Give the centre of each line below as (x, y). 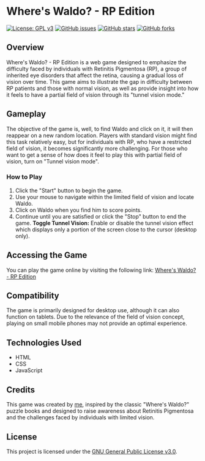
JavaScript (29, 370)
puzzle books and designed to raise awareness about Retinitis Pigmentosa (100, 411)
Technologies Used (44, 343)
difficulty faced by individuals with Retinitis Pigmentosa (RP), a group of (97, 69)
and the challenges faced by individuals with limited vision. (80, 418)
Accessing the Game (47, 255)
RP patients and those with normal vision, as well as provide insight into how (102, 88)
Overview (25, 47)
